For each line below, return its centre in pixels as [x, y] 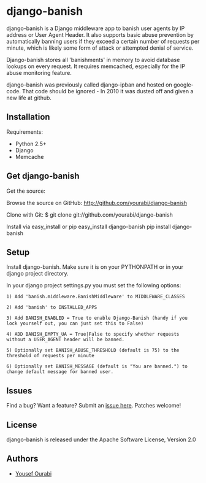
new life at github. [29, 98]
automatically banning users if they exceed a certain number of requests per [103, 41]
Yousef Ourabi [33, 473]
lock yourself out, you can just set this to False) [75, 323]
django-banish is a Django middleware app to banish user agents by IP [96, 28]
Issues [19, 391]
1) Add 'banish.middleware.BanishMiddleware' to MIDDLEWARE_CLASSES [96, 297]
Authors [22, 459]
